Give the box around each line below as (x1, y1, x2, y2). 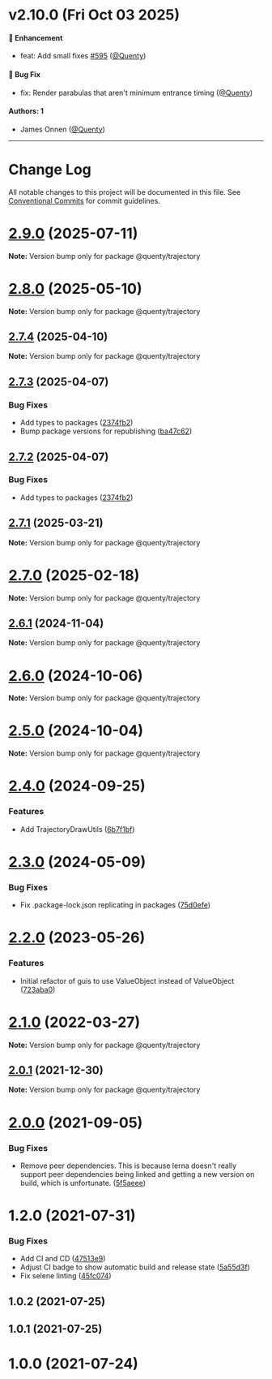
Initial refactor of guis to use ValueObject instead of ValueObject (19, 976, 235, 985)
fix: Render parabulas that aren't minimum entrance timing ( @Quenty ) (19, 88, 253, 97)
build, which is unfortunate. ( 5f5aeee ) (19, 1178, 147, 1187)
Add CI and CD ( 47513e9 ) (19, 1254, 106, 1264)
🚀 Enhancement (8, 32, 63, 42)
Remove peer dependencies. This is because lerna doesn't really (19, 1161, 237, 1170)
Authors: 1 (8, 106, 45, 116)
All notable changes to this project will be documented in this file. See (8, 187, 241, 196)
